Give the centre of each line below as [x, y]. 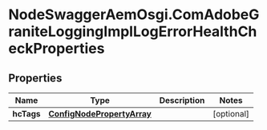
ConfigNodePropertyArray [100, 114]
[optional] [231, 114]
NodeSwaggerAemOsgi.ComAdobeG [134, 15]
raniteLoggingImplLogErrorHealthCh [133, 32]
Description [182, 100]
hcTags [26, 114]
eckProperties [57, 49]
